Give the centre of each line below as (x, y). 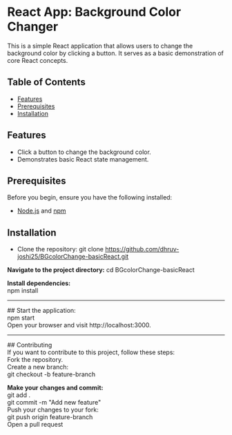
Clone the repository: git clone (60, 249)
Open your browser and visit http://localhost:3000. (79, 325)
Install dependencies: (39, 283)
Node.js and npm (41, 211)
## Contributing (30, 345)
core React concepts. (38, 60)
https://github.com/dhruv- (142, 249)
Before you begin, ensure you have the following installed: (90, 197)
